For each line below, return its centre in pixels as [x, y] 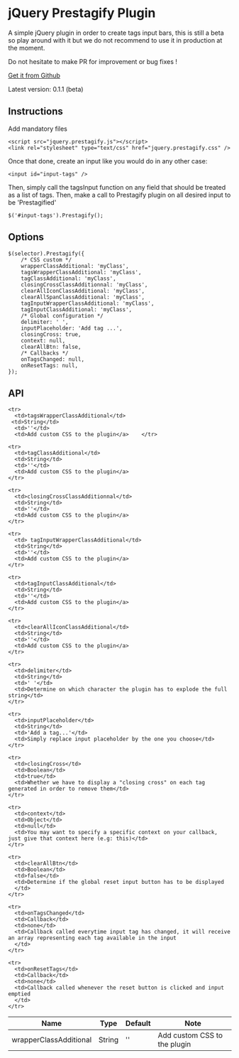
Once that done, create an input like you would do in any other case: [108, 161]
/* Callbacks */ [45, 353]
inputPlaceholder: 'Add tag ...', [72, 328]
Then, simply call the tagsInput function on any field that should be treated [117, 187]
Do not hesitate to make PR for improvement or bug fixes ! [93, 61]
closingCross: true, [51, 334]
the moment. [27, 48]
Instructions [35, 112]
